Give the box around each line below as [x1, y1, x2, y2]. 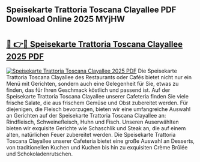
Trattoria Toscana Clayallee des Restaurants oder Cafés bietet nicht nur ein [6, 74, 192, 80]
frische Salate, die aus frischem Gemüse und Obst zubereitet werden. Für [6, 99, 189, 106]
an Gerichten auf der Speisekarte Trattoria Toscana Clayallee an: [6, 112, 166, 119]
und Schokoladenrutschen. [6, 150, 73, 157]
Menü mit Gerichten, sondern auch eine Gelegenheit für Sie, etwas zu [6, 80, 179, 87]
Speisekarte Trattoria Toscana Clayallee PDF [6, 5, 177, 15]
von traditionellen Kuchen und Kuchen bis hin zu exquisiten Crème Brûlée [6, 144, 188, 151]
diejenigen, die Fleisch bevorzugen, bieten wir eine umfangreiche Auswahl [6, 106, 191, 113]
